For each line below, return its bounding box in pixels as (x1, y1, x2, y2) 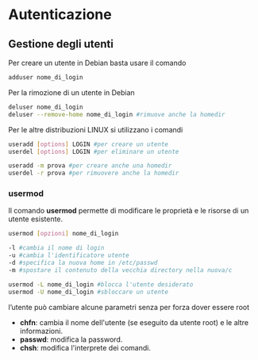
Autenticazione (8, 6, 113, 24)
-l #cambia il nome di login (8, 244, 105, 252)
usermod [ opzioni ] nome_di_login (8, 230, 119, 238)
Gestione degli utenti (8, 37, 114, 51)
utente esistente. (8, 214, 64, 224)
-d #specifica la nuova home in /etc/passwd (8, 259, 158, 267)
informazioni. (19, 326, 64, 335)
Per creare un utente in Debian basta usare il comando (8, 58, 187, 67)
